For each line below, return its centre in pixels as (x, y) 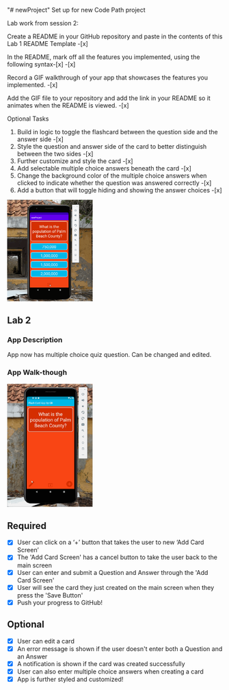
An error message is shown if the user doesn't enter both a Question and (120, 649)
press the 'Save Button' (50, 595)
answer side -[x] (40, 139)
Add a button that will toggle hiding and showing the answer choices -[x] (119, 190)
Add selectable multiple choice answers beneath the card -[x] (104, 168)
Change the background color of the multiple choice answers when (112, 175)
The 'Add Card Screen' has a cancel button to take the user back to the (117, 557)
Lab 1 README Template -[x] (48, 44)
